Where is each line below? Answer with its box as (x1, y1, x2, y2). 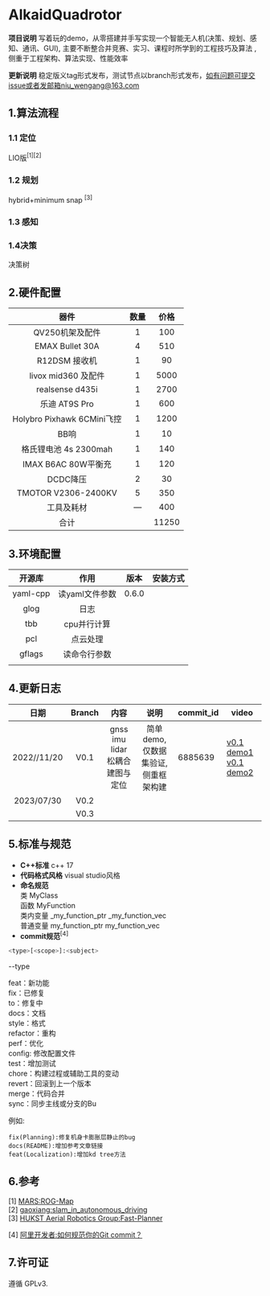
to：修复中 (8, 998, 43, 1008)
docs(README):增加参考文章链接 (8, 1142, 104, 1150)
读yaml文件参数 (57, 589, 117, 600)
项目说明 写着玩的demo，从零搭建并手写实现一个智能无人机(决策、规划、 (8, 33, 251, 43)
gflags (19, 648, 43, 660)
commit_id (178, 706, 219, 718)
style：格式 (8, 1018, 46, 1028)
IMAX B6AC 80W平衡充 (22, 459, 112, 470)
